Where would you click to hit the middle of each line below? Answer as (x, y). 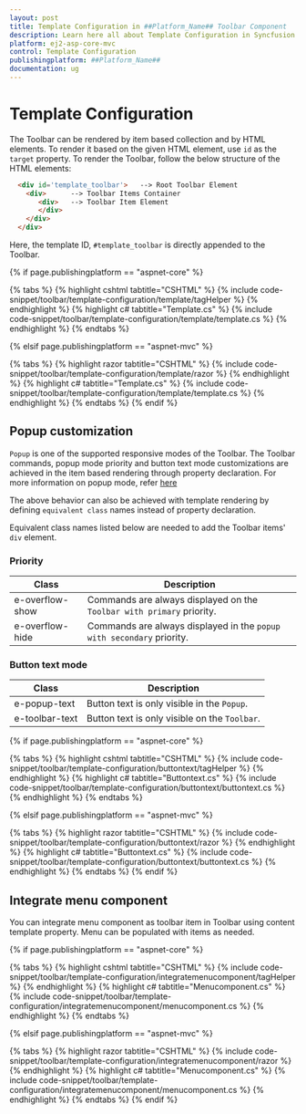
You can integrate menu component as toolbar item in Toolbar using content (152, 922)
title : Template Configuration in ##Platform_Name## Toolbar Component (148, 26)
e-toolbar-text (46, 719)
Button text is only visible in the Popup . (167, 703)
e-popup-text (45, 703)
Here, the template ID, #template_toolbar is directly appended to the (138, 245)
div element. (33, 537)
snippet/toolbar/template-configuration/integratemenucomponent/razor (144, 1061)
